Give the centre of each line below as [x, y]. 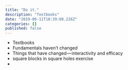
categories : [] [21, 24]
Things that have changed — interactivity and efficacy [68, 53]
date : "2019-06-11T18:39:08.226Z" [41, 19]
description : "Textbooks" [32, 14]
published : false [23, 28]
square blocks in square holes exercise [53, 58]
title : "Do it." [22, 10]
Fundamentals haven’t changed [45, 48]
